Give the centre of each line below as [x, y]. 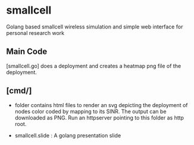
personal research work [35, 33]
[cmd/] [19, 91]
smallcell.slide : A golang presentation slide [68, 135]
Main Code [27, 52]
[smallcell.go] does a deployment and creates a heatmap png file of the [94, 66]
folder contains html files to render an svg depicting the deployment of [101, 105]
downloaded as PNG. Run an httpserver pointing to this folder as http [99, 117]
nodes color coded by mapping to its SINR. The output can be [90, 111]
